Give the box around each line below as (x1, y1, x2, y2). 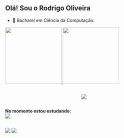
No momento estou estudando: (5, 108, 71, 114)
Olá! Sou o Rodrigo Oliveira (5, 4, 91, 12)
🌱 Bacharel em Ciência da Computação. (12, 17, 95, 23)
